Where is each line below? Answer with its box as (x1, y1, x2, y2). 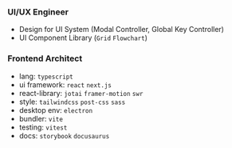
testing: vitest (18, 122, 68, 132)
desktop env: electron (18, 105, 93, 114)
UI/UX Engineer (7, 6, 69, 18)
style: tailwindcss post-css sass (18, 97, 126, 106)
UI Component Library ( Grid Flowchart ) (18, 33, 148, 42)
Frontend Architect (7, 53, 83, 64)
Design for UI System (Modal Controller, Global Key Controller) (18, 25, 225, 34)
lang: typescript (18, 71, 73, 81)
